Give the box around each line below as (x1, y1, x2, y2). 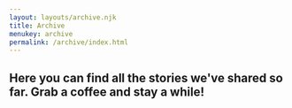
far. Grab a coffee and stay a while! (9, 84, 205, 99)
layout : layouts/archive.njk (9, 12, 117, 22)
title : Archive (9, 21, 65, 30)
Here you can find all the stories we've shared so (9, 70, 283, 85)
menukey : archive (9, 29, 73, 38)
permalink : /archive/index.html (9, 37, 128, 47)
